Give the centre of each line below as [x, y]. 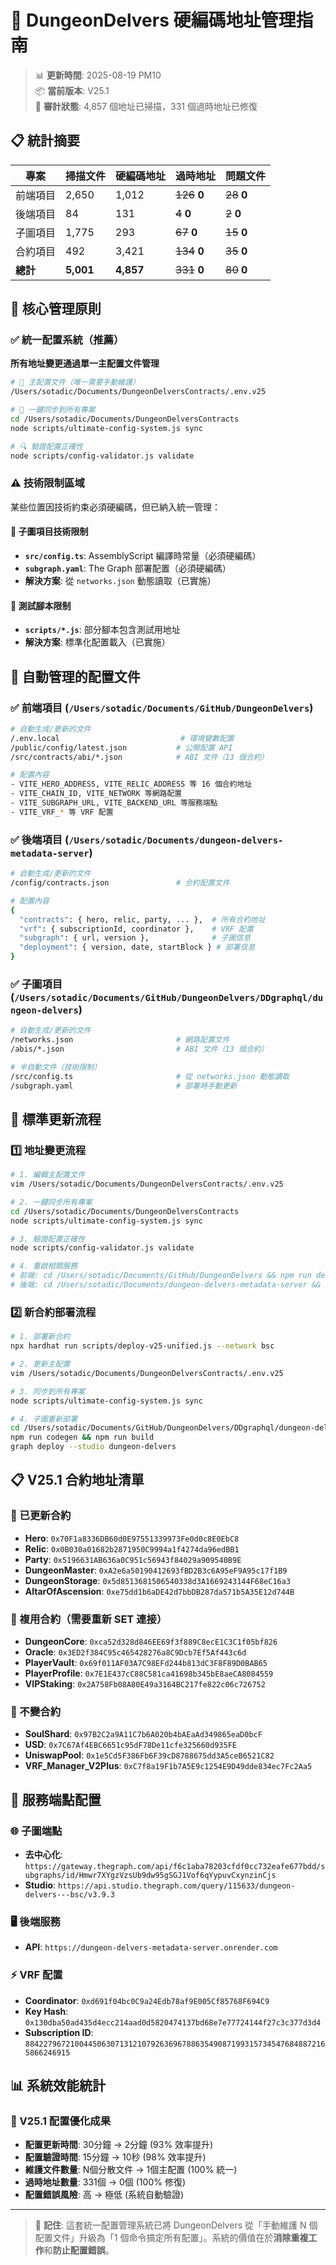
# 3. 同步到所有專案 [48, 1391]
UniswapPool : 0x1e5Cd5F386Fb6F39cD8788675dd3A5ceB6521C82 [149, 1755]
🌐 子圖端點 [36, 1831]
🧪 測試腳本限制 [41, 605]
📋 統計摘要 [45, 141]
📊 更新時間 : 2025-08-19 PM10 [98, 75]
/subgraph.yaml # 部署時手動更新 [124, 1086]
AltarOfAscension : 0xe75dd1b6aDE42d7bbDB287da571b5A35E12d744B [159, 1591]
